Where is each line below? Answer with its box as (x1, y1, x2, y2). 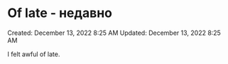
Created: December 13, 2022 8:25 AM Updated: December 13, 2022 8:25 (7, 28, 222, 37)
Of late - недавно (7, 5, 112, 21)
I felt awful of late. (7, 50, 60, 58)
